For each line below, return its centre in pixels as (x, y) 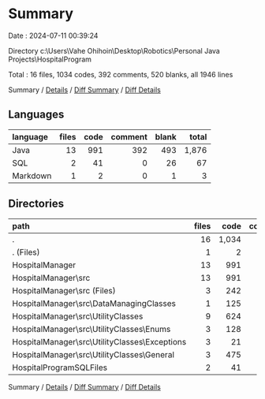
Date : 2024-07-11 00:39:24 (53, 35)
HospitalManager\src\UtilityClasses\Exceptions (99, 341)
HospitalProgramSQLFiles (60, 367)
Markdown (32, 176)
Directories (36, 204)
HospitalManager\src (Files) (64, 290)
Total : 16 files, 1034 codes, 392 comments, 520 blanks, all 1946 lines (121, 74)
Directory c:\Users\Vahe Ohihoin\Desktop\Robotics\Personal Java (114, 50)
